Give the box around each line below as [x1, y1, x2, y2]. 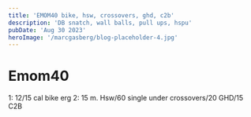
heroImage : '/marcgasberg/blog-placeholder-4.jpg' [8, 33, 178, 42]
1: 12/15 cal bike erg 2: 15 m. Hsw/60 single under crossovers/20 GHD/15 [8, 93, 243, 103]
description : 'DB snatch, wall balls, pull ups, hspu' [8, 19, 193, 27]
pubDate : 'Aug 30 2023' [8, 26, 87, 34]
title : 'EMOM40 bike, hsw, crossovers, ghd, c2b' [8, 11, 175, 20]
